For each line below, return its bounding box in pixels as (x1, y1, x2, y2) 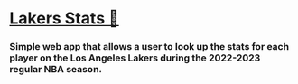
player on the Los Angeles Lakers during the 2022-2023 (9, 51, 261, 64)
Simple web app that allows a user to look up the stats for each (9, 41, 290, 53)
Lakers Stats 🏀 (9, 8, 119, 29)
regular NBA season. (9, 63, 102, 76)
